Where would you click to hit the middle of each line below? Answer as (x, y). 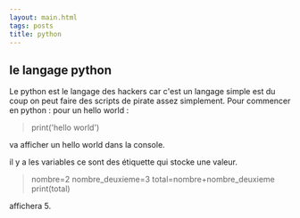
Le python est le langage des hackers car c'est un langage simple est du (142, 92)
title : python (36, 34)
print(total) (50, 189)
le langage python (60, 70)
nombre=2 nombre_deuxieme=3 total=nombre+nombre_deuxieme (153, 180)
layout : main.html (43, 17)
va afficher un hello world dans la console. (87, 145)
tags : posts (31, 26)
